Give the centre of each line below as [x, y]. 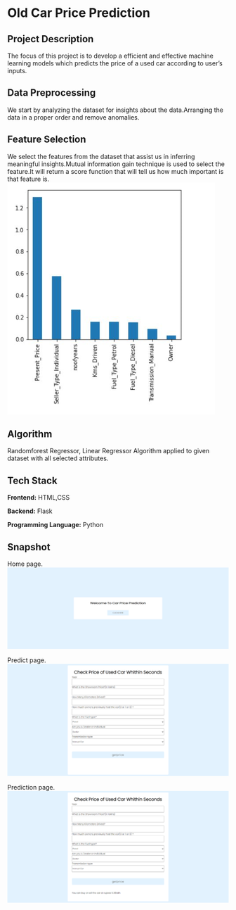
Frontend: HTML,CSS [39, 498]
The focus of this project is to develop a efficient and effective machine [111, 56]
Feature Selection [47, 140]
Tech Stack [32, 480]
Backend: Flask [30, 511]
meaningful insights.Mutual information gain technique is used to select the [116, 164]
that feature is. [28, 179]
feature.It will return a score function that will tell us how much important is [116, 171]
